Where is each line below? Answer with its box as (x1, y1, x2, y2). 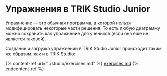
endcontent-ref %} (5, 66, 44, 72)
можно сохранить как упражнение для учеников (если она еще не (5, 30, 149, 36)
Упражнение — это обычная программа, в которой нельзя (5, 20, 131, 26)
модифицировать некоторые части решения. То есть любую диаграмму (5, 25, 160, 31)
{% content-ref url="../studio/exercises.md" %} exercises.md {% (5, 60, 139, 66)
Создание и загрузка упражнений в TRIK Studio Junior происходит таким (5, 45, 162, 51)
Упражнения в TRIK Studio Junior (5, 3, 150, 15)
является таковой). (5, 36, 46, 42)
